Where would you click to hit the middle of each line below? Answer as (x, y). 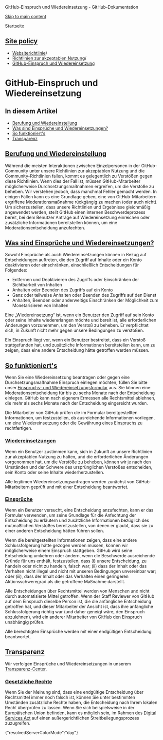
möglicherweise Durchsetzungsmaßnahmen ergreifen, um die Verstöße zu (80, 186)
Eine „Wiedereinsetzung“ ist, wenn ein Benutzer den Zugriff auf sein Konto (80, 315)
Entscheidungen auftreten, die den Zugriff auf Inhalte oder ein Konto (73, 260)
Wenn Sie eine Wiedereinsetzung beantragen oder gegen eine (67, 378)
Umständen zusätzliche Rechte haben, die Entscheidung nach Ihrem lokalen (81, 702)
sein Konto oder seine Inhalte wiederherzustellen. (55, 472)
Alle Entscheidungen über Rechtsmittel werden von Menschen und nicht (77, 591)
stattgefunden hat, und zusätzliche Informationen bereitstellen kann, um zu (80, 345)
